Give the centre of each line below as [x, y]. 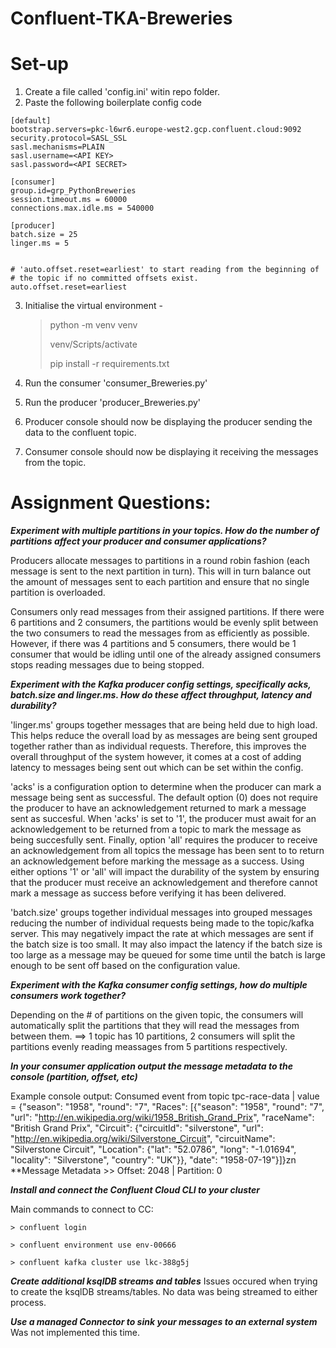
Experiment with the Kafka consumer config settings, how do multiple [159, 985]
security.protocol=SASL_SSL [69, 138]
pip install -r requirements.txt [109, 364]
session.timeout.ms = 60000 [69, 200]
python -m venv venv [93, 325]
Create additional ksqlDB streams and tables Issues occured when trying [164, 1281]
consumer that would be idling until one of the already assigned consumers [166, 654]
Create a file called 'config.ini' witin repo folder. [122, 92]
